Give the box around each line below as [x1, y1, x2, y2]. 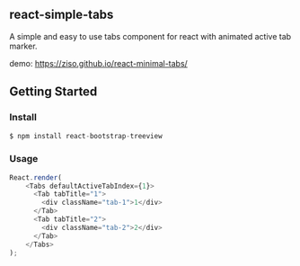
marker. [9, 40, 38, 51]
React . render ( [9, 173, 63, 182]
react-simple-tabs [9, 7, 114, 22]
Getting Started [9, 84, 98, 100]
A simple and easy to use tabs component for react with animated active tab [9, 31, 292, 41]
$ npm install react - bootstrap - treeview [9, 131, 163, 140]
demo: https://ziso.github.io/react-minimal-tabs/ [9, 58, 189, 68]
